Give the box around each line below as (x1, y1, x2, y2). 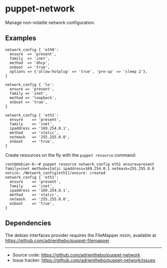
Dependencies (5, 219, 51, 228)
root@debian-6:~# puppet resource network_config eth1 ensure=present (5, 162, 155, 167)
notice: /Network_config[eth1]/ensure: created (5, 170, 106, 175)
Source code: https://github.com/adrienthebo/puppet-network (12, 252, 141, 258)
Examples (5, 34, 36, 42)
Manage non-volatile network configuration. (5, 19, 95, 25)
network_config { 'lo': (5, 82, 55, 87)
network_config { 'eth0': (5, 47, 59, 52)
